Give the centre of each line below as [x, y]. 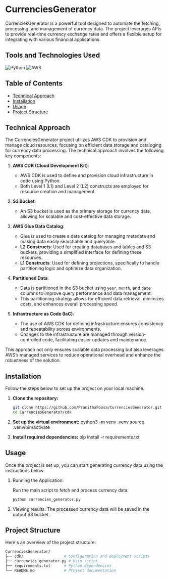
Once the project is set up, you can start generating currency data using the [84, 465]
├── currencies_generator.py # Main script [52, 561]
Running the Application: [38, 480]
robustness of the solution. [33, 361]
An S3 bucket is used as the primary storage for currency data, [86, 211]
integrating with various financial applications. [53, 39]
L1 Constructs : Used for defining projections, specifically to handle [90, 263]
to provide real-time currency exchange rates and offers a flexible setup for [83, 34]
